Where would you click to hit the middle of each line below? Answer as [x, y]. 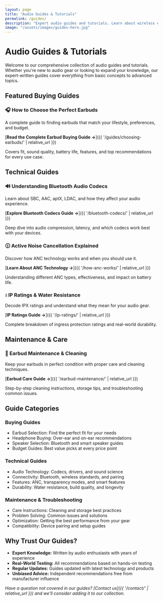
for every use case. [24, 157]
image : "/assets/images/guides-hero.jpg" [48, 28]
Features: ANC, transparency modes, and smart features [68, 482]
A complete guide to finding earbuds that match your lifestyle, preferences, [80, 123]
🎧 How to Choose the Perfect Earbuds [51, 110]
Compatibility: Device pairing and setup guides [59, 526]
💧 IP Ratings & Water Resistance [43, 295]
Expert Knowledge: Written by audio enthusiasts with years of [74, 553]
